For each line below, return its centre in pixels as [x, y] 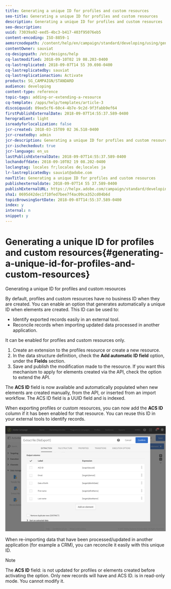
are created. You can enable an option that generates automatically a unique [85, 304]
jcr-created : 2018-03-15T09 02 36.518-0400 [52, 130]
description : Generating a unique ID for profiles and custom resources [84, 21]
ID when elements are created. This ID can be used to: [62, 309]
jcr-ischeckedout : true [31, 146]
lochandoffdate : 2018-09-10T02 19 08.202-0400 [55, 162]
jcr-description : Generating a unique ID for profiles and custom [77, 140]
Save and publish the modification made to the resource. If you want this [89, 366]
